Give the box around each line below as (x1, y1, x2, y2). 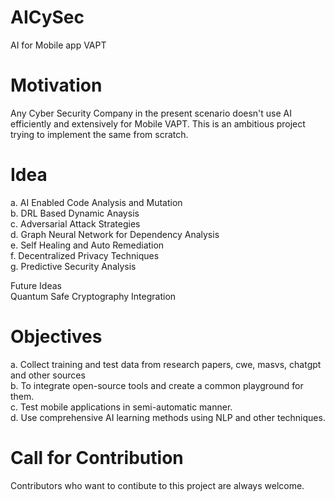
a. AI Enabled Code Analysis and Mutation (10, 196, 183, 208)
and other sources (10, 369, 86, 381)
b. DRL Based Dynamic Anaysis (10, 207, 140, 219)
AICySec (10, 6, 85, 29)
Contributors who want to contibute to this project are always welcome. (10, 479, 305, 491)
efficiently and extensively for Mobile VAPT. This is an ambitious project (10, 117, 306, 130)
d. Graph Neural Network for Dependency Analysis (10, 228, 220, 240)
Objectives (10, 326, 103, 348)
